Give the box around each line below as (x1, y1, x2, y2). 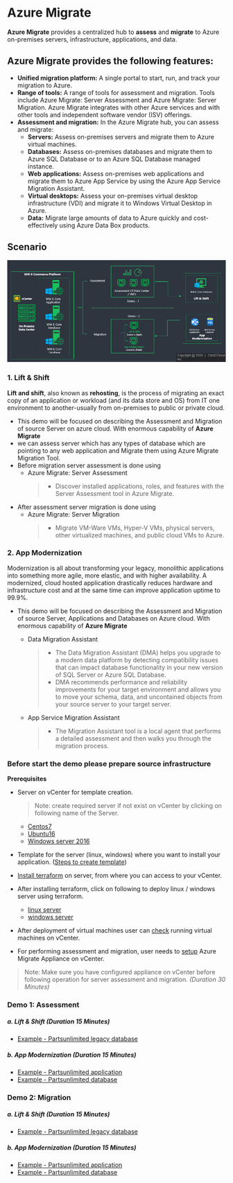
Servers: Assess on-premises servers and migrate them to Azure (27, 132, 215, 141)
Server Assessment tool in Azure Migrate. (55, 489, 175, 497)
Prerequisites (7, 775, 47, 783)
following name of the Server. (34, 809, 119, 818)
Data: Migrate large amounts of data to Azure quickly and (27, 214, 192, 222)
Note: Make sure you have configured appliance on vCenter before (24, 968, 216, 976)
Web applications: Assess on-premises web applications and (27, 169, 205, 178)
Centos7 (27, 822, 52, 831)
